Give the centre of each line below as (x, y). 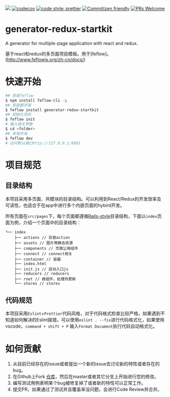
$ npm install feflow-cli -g (36, 100)
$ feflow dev (19, 138)
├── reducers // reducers (42, 274)
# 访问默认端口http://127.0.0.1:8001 (43, 143)
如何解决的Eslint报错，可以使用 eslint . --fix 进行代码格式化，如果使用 (89, 320)
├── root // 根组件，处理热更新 (45, 279)
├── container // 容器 (38, 259)
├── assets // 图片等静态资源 (44, 243)
